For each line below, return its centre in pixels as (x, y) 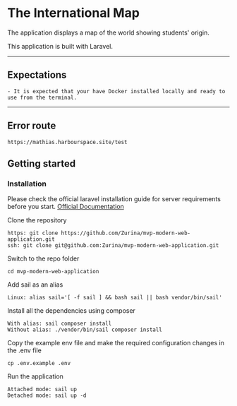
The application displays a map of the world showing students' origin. (108, 32)
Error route (32, 126)
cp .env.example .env (39, 364)
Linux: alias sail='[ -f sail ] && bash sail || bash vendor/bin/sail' (115, 298)
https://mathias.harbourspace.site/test (68, 142)
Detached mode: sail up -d (47, 396)
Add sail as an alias (35, 285)
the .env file (25, 350)
